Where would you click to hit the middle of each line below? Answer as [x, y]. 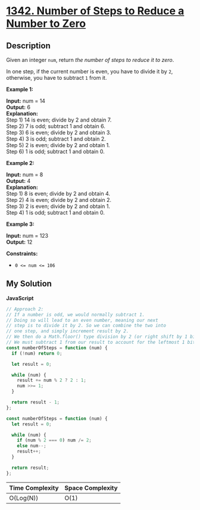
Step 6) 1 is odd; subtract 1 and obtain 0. [56, 151]
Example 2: [20, 163]
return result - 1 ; [36, 402]
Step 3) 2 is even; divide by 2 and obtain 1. [58, 206]
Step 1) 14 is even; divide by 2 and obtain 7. [59, 120]
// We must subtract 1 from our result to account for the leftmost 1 [96, 343]
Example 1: [20, 89]
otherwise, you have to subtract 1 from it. [57, 78]
